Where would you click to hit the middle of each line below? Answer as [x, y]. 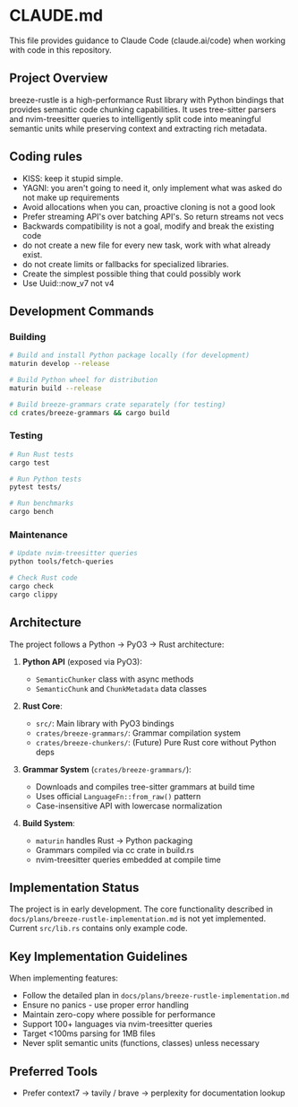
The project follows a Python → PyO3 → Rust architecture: [117, 644]
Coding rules [46, 157]
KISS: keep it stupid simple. [72, 178]
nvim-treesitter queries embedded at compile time [128, 859]
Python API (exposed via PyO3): [82, 661]
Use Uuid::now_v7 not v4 [68, 283]
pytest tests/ [36, 487]
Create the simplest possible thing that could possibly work [132, 274]
